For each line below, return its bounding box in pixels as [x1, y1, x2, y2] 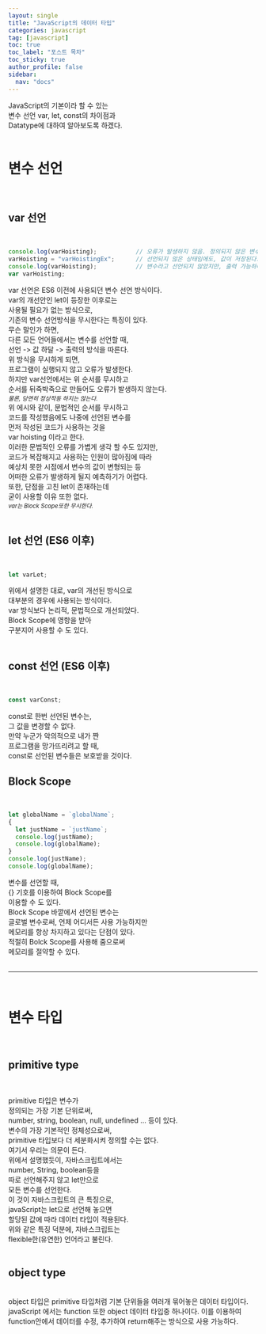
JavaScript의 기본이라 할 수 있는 [8, 101, 108, 110]
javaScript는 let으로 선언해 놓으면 [8, 1204, 112, 1214]
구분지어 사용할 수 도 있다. [8, 625, 89, 635]
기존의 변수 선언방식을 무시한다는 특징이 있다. [8, 314, 148, 325]
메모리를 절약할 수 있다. [8, 947, 81, 956]
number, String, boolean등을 [8, 1165, 101, 1174]
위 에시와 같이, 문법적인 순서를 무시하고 [8, 402, 129, 412]
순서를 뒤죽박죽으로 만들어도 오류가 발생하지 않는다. [8, 384, 167, 393]
